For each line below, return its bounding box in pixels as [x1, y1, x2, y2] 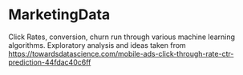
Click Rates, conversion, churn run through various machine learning [8, 32, 235, 41]
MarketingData [8, 6, 111, 24]
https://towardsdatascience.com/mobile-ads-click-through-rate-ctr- [8, 49, 234, 58]
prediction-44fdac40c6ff [8, 57, 91, 67]
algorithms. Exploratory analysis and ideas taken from [8, 40, 186, 49]
